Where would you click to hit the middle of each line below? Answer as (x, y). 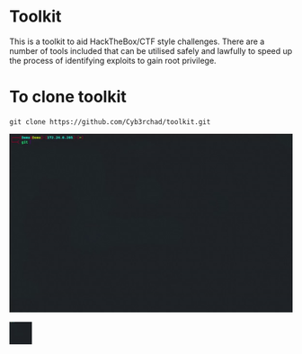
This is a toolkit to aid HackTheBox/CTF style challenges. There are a (137, 41)
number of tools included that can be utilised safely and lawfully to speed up (151, 50)
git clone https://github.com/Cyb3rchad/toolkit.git (110, 122)
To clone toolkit (68, 97)
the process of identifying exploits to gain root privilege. (113, 60)
